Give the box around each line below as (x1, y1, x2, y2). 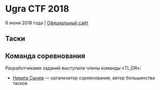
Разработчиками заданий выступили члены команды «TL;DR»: (5, 65, 141, 71)
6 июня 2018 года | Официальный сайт (5, 20, 89, 26)
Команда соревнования (5, 52, 86, 60)
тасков (12, 80, 28, 86)
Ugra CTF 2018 (5, 3, 69, 15)
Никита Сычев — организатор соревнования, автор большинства (12, 75, 155, 81)
